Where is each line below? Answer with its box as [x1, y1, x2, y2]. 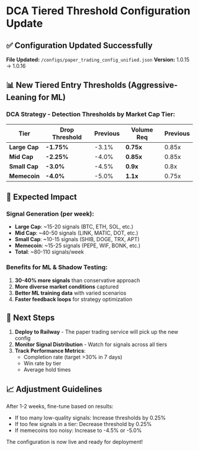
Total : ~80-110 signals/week [14, 248, 84, 255]
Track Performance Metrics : [14, 347, 86, 354]
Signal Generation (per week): [6, 210, 95, 217]
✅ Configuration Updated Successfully [6, 40, 153, 50]
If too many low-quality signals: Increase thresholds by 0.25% [14, 414, 166, 421]
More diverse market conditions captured [14, 283, 119, 290]
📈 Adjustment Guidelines [6, 384, 102, 394]
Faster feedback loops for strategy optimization [14, 295, 133, 303]
